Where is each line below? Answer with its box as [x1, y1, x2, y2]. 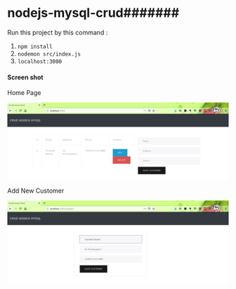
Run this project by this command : [7, 28, 108, 37]
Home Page [7, 89, 41, 97]
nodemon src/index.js [17, 51, 81, 58]
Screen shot [7, 72, 44, 82]
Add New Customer [7, 186, 65, 195]
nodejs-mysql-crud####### [7, 5, 180, 21]
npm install [17, 43, 53, 50]
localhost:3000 [17, 58, 63, 65]
